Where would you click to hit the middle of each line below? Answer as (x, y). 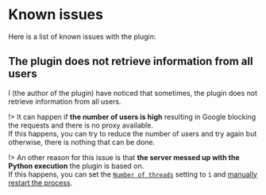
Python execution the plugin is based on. (76, 166)
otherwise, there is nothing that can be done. (82, 142)
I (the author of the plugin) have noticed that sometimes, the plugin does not (133, 93)
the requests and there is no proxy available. (81, 125)
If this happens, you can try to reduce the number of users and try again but (133, 133)
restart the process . (40, 182)
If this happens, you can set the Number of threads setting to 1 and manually (133, 174)
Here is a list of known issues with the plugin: (82, 36)
